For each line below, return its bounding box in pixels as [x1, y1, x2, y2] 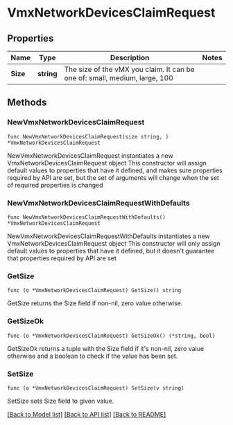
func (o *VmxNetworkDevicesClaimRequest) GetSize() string [7, 287, 182, 294]
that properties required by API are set [7, 254, 116, 262]
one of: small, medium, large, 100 [64, 73, 173, 82]
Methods [7, 97, 47, 109]
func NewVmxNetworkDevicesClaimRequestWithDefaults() [7, 213, 166, 221]
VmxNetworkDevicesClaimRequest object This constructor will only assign [7, 239, 221, 247]
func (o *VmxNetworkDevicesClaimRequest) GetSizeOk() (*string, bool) [7, 332, 216, 339]
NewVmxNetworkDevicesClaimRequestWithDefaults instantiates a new [7, 232, 210, 240]
